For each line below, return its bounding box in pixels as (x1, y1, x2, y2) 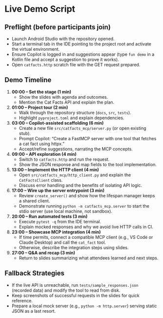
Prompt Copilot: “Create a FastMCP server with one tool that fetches (19, 135, 157, 141)
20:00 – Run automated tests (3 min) (11, 213, 88, 219)
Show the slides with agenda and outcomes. (19, 94, 108, 100)
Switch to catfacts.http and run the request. (19, 156, 110, 162)
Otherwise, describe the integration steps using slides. (19, 244, 129, 250)
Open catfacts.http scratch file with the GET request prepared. (11, 62, 141, 67)
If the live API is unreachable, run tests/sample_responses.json (11, 282, 139, 288)
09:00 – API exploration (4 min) (11, 151, 77, 157)
